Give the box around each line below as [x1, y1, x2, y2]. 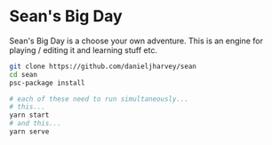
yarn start [9, 111, 50, 120]
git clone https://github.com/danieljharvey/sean [9, 62, 197, 71]
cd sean [9, 70, 38, 79]
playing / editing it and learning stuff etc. [9, 44, 158, 55]
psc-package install [9, 78, 86, 88]
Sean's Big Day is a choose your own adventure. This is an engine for [9, 35, 264, 46]
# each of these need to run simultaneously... [9, 95, 189, 103]
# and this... [9, 119, 62, 128]
